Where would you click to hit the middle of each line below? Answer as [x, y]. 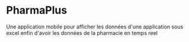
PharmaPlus [37, 10]
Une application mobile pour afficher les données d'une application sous [95, 27]
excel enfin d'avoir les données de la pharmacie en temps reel [82, 33]
